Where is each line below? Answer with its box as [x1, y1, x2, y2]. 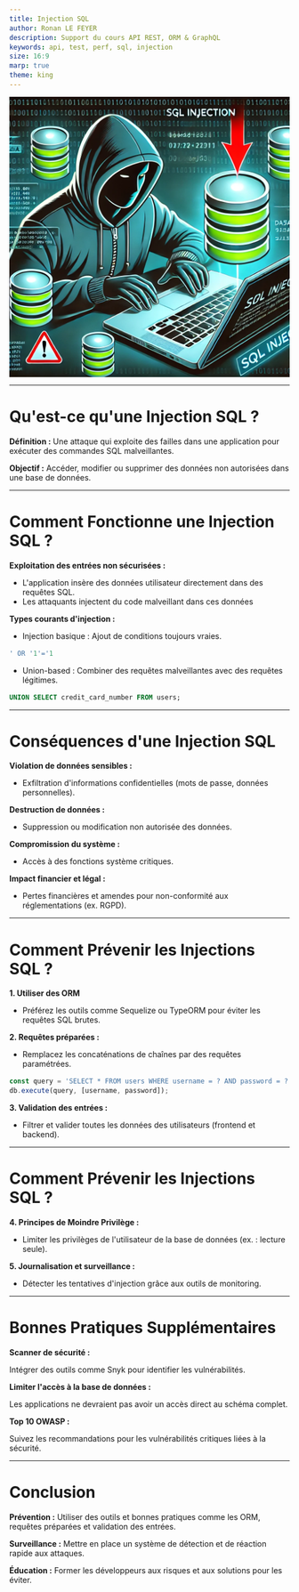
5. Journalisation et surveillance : [9, 1261, 135, 1272]
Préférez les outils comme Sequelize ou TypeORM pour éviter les [21, 1006, 261, 1016]
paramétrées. [21, 1059, 72, 1070]
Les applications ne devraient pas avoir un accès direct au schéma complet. [9, 1399, 288, 1410]
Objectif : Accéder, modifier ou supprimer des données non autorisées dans [9, 463, 289, 473]
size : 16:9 [9, 52, 50, 61]
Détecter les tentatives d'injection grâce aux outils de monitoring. [21, 1278, 262, 1289]
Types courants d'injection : [9, 613, 116, 624]
